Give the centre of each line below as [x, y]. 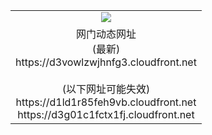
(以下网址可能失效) [106, 89]
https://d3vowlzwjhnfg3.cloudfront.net [106, 62]
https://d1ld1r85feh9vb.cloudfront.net [106, 102]
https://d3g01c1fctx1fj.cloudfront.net [106, 114]
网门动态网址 [106, 34]
